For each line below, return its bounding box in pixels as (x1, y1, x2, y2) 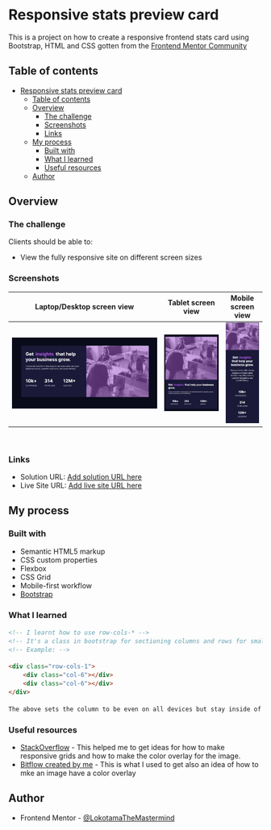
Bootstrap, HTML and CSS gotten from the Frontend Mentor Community (8, 40, 248, 50)
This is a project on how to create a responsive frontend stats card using (8, 32, 250, 42)
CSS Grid (19, 572, 51, 582)
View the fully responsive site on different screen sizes (19, 252, 202, 263)
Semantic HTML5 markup (19, 546, 106, 556)
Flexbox (19, 563, 47, 573)
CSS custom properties (19, 554, 98, 565)
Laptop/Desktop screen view (35, 302, 135, 312)
